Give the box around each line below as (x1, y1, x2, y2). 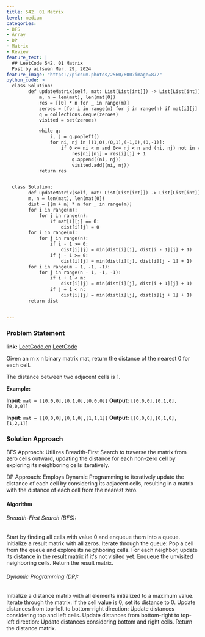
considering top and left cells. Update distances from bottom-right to (6, 612, 180, 619)
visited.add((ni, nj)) (71, 162, 130, 168)
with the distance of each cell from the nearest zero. (6, 487, 138, 494)
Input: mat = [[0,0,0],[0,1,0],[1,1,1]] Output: (6, 414, 129, 421)
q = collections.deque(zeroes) (38, 111, 119, 117)
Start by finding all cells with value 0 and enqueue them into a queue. (6, 533, 181, 540)
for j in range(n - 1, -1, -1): (38, 270, 121, 276)
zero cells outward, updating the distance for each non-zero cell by (6, 455, 176, 462)
